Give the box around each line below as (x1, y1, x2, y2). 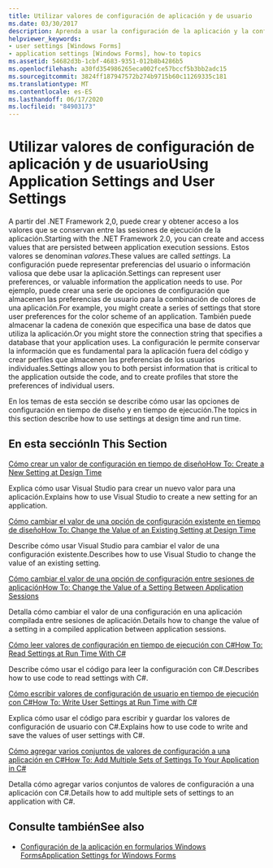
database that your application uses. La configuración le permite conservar (8, 338, 260, 347)
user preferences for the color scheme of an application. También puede (8, 312, 252, 321)
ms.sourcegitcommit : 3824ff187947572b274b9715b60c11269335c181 (8, 72, 227, 81)
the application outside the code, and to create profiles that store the (8, 372, 239, 382)
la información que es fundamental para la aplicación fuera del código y (8, 347, 249, 356)
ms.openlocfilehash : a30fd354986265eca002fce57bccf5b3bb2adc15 (8, 65, 227, 73)
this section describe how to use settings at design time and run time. (8, 414, 241, 424)
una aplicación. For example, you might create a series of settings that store (8, 303, 261, 313)
